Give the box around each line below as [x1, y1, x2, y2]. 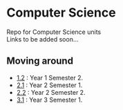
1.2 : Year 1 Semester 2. [16, 73, 84, 82]
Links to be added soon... [6, 35, 79, 43]
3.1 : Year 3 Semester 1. [16, 95, 83, 104]
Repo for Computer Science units [6, 28, 102, 36]
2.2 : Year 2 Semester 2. [16, 88, 86, 96]
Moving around [6, 55, 74, 67]
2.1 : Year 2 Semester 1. [16, 81, 83, 89]
